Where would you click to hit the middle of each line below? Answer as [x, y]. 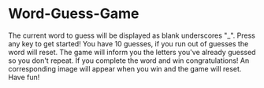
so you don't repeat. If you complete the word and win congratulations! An [129, 60]
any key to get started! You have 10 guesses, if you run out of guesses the [128, 43]
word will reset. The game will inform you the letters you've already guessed [132, 52]
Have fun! [24, 77]
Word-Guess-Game [74, 14]
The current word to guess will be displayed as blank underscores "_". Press [132, 35]
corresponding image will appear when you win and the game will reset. [125, 68]
